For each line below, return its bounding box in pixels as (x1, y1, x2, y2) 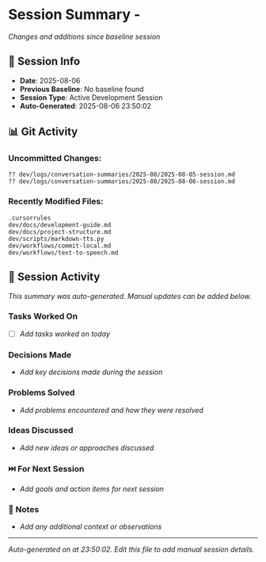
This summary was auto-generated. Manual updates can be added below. (8, 291, 252, 300)
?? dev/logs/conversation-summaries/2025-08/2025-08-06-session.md (8, 178, 236, 185)
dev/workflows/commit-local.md (8, 242, 112, 250)
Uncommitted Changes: (8, 153, 102, 164)
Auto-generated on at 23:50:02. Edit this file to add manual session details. (8, 545, 255, 554)
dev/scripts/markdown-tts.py (8, 235, 104, 243)
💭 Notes (8, 504, 40, 515)
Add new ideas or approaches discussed (19, 442, 154, 453)
